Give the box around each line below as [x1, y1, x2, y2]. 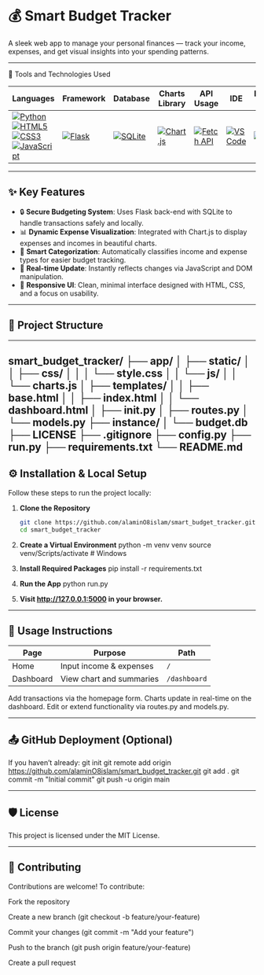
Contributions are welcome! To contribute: [8, 881, 145, 891]
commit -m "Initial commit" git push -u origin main [8, 774, 170, 784]
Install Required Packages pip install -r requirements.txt [19, 564, 203, 573]
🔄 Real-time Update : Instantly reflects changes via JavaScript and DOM [19, 263, 253, 273]
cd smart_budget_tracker [19, 525, 101, 534]
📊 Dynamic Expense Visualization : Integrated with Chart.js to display [19, 226, 247, 237]
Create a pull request [8, 958, 76, 967]
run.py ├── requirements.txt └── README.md [8, 440, 244, 454]
